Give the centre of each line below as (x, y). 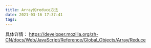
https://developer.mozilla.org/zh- (64, 34)
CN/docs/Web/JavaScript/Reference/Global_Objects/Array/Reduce (75, 40)
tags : (11, 19)
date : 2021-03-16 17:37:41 (34, 15)
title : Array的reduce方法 (32, 10)
